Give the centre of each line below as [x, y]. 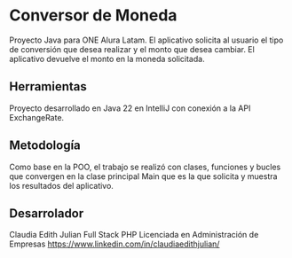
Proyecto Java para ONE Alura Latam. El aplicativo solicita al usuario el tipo [146, 40]
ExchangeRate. [37, 117]
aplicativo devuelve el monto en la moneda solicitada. [107, 59]
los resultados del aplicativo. [61, 185]
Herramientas [48, 86]
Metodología [45, 146]
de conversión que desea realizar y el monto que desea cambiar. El [132, 49]
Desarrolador [47, 213]
